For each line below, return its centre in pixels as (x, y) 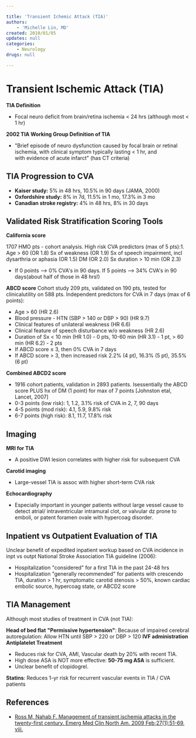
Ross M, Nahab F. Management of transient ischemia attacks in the (95, 716)
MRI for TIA (20, 448)
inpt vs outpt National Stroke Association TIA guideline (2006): (81, 556)
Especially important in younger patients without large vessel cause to (99, 505)
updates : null (23, 39)
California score (26, 236)
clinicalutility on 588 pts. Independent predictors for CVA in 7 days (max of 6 (98, 294)
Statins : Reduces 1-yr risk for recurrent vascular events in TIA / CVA (88, 678)
